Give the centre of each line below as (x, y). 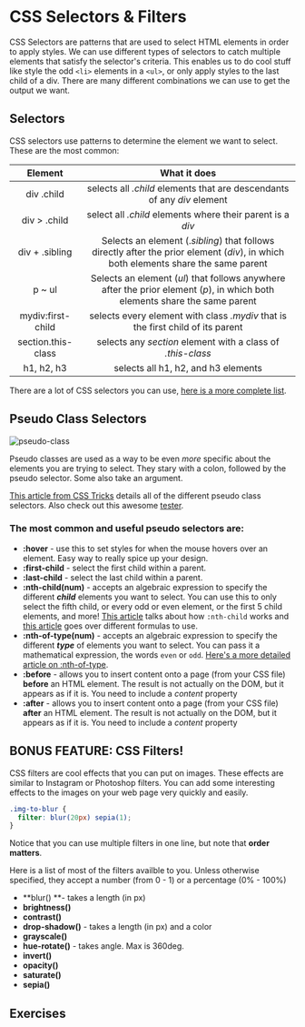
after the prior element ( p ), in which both (188, 289)
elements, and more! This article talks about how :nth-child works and (156, 616)
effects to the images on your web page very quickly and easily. (129, 792)
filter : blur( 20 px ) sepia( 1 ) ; (74, 817)
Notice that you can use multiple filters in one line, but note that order (140, 843)
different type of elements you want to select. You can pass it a (141, 645)
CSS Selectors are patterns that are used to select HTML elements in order (149, 42)
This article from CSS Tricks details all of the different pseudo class (135, 495)
